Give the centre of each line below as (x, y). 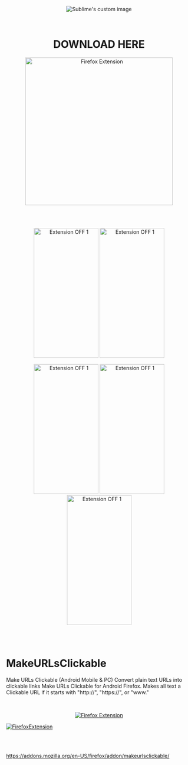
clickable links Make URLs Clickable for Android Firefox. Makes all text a (93, 686)
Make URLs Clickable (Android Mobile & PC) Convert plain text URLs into (94, 679)
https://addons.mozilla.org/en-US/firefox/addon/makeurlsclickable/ (88, 756)
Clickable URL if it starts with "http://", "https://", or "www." (77, 692)
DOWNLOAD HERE (99, 45)
